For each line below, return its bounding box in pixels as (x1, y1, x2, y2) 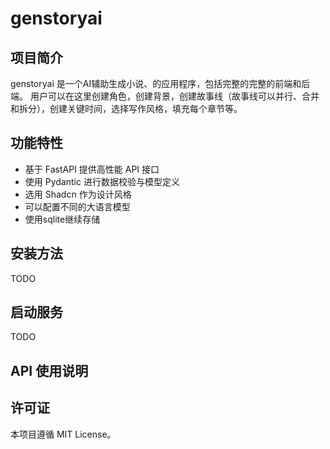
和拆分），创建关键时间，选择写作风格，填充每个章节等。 (10, 103, 243, 114)
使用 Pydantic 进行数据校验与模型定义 (24, 175, 180, 187)
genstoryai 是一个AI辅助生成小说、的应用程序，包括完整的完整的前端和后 (10, 78, 311, 89)
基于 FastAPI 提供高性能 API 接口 (24, 163, 160, 175)
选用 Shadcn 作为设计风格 (24, 188, 132, 200)
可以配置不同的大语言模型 (24, 200, 131, 212)
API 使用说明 (10, 362, 89, 379)
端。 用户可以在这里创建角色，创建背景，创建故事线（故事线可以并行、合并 (10, 90, 320, 102)
